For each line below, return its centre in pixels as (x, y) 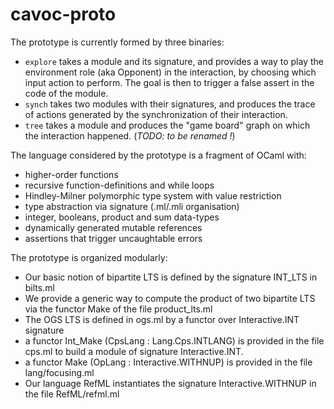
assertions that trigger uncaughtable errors (113, 238)
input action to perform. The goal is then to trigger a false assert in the (169, 82)
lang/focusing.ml (59, 372)
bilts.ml (39, 287)
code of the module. (66, 93)
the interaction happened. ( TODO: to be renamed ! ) (130, 135)
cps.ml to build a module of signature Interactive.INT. (134, 351)
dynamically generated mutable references (113, 227)
